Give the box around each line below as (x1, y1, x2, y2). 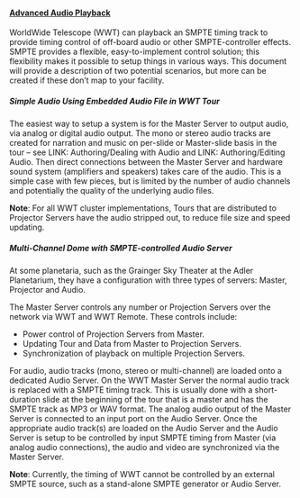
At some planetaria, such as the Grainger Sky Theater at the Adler (9, 266, 254, 276)
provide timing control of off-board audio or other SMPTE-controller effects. (9, 37, 291, 48)
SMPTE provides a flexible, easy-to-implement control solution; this (9, 46, 259, 58)
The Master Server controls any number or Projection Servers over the (9, 302, 271, 312)
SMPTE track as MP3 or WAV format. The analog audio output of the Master (9, 403, 291, 414)
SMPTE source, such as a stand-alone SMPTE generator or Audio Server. (9, 478, 282, 490)
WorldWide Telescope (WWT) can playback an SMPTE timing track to (9, 27, 268, 38)
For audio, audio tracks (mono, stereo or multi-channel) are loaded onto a (9, 366, 282, 376)
